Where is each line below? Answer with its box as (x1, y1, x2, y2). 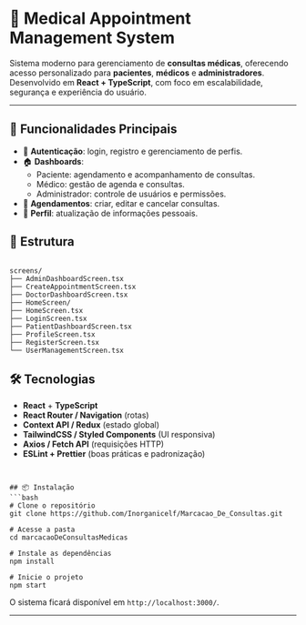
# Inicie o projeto (9, 573, 84, 582)
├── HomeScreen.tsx (9, 306, 84, 315)
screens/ (9, 266, 43, 276)
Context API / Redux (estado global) (22, 419, 160, 430)
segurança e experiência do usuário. (9, 86, 148, 97)
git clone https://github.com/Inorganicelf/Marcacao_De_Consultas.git (9, 509, 283, 519)
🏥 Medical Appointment (9, 8, 191, 29)
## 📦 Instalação (9, 483, 75, 492)
